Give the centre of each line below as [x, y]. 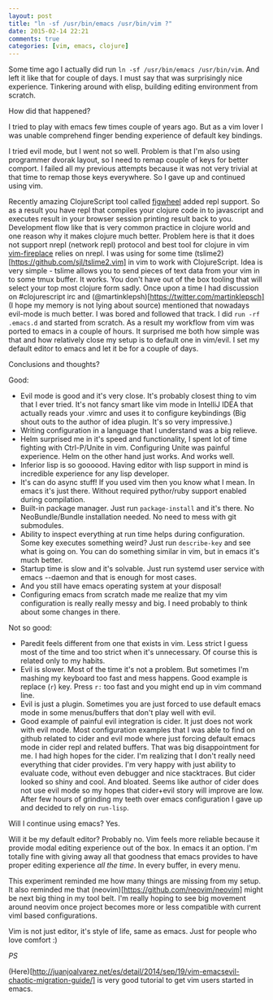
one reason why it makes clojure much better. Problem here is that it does [132, 236]
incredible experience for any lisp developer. [95, 474]
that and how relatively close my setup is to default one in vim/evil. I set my [134, 340]
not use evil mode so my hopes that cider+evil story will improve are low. [142, 791]
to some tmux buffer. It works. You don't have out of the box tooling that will [135, 279]
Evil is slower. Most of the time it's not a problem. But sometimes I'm [134, 670]
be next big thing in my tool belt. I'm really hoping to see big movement [127, 898]
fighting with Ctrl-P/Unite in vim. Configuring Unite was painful [125, 448]
